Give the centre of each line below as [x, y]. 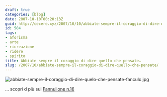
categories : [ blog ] [25, 14]
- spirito [15, 56]
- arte [12, 42]
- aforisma [16, 38]
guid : [11, 24]
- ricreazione [20, 47]
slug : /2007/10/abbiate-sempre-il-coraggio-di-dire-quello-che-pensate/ [82, 65]
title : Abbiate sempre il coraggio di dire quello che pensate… [73, 61]
